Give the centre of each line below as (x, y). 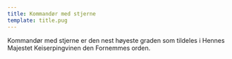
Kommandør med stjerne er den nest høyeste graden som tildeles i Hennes (116, 40)
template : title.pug (38, 20)
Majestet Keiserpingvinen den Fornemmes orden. (79, 48)
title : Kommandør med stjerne (52, 14)
